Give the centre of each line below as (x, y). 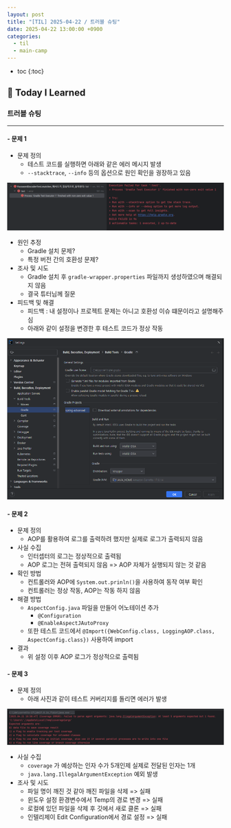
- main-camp (31, 51)
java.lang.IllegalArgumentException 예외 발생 (92, 774)
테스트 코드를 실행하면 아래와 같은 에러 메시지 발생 (94, 164)
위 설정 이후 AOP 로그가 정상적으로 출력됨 (83, 657)
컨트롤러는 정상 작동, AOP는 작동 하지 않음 (84, 591)
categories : (24, 36)
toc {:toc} (31, 71)
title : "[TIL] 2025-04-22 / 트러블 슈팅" (64, 22)
